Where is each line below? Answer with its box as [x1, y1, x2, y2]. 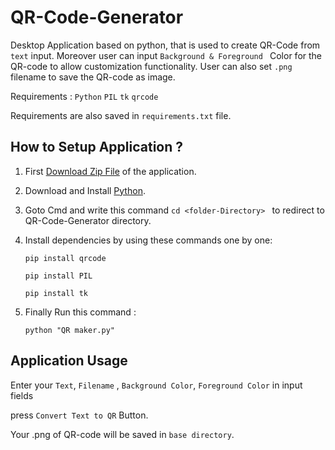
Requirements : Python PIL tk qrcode [10, 90, 159, 102]
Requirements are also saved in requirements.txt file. [10, 109, 232, 121]
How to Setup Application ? [10, 139, 184, 156]
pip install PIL [24, 271, 93, 281]
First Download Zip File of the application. [24, 165, 197, 177]
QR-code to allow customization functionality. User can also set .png [10, 60, 293, 72]
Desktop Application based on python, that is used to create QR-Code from [10, 39, 321, 51]
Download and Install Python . [24, 184, 146, 196]
